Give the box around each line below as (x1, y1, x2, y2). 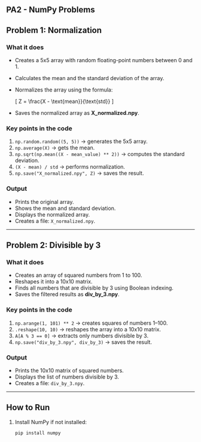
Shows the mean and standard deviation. (14, 205, 116, 212)
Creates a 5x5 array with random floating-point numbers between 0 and (14, 57, 193, 64)
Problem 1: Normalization (6, 25, 102, 35)
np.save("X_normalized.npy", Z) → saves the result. (14, 170, 144, 177)
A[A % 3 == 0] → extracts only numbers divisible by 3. (14, 332, 148, 339)
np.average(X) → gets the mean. (14, 144, 95, 151)
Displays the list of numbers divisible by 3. (14, 373, 120, 380)
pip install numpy (14, 430, 61, 436)
